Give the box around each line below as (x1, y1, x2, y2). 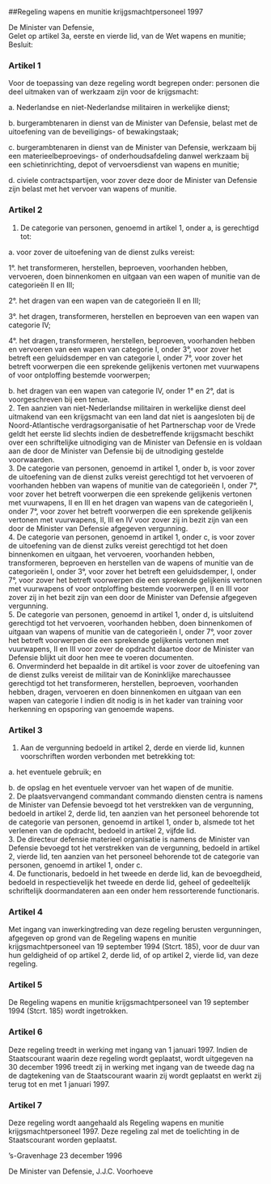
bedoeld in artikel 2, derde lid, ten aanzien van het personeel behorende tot (8, 808, 260, 818)
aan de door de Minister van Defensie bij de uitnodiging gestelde (8, 445, 224, 456)
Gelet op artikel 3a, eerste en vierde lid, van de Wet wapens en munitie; (8, 32, 247, 40)
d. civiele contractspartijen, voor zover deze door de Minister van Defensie (8, 176, 257, 185)
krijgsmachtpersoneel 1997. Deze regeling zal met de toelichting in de (8, 1127, 240, 1136)
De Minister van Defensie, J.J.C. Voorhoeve (8, 1166, 154, 1177)
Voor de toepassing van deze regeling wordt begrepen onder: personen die (8, 79, 260, 88)
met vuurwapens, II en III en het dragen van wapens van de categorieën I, (8, 497, 254, 507)
